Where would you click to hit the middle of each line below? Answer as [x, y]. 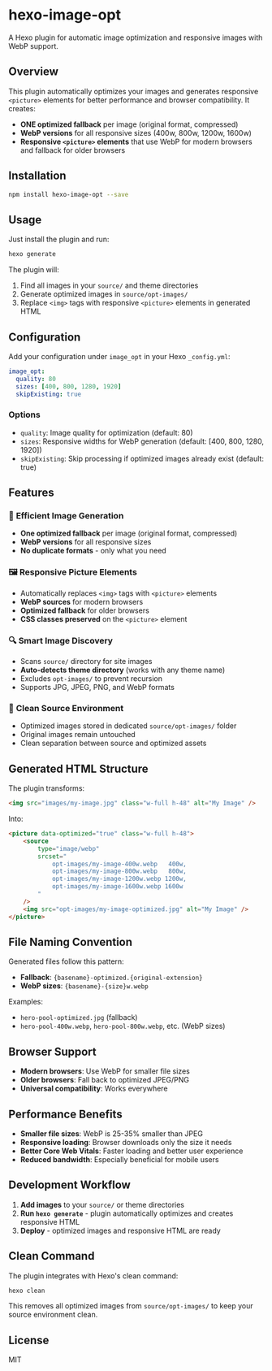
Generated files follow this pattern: [66, 961]
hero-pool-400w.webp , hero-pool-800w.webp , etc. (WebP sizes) [123, 1026]
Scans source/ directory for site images [86, 662]
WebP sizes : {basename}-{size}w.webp [84, 986]
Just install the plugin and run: [59, 239]
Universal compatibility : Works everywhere [94, 1089]
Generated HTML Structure [78, 768]
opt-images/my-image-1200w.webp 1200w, [119, 879]
